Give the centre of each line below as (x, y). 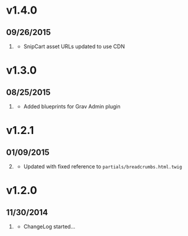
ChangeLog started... (49, 227)
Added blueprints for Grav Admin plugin (72, 106)
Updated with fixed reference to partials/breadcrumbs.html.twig (103, 166)
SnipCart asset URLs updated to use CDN (74, 46)
